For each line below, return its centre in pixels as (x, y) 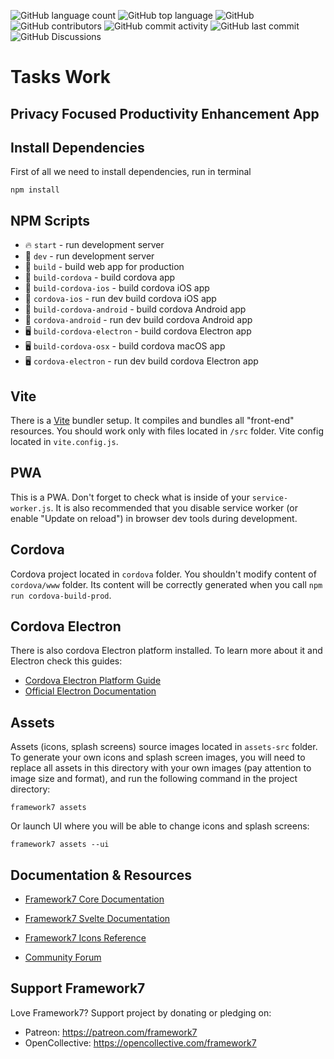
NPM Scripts (50, 220)
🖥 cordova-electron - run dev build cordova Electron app (141, 361)
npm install (35, 190)
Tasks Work (61, 77)
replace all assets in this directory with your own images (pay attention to (161, 768)
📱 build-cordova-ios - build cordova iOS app (117, 288)
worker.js (31, 508)
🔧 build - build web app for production (104, 267)
